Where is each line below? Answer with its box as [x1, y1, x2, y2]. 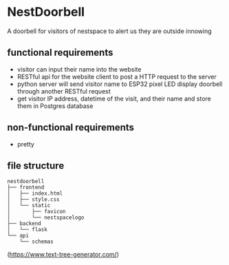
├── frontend [7, 184, 45, 191]
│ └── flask [7, 226, 48, 233]
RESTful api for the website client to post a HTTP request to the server [17, 72, 217, 81]
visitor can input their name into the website [17, 65, 142, 73]
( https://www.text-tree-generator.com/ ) [7, 251, 119, 259]
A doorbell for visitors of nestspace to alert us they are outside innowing [7, 27, 212, 35]
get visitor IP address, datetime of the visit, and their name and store [17, 94, 212, 103]
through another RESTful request [17, 87, 111, 95]
